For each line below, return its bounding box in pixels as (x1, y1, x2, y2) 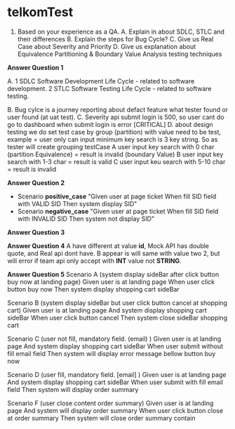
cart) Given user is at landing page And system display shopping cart (7, 306, 207, 314)
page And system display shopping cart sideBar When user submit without (7, 341, 223, 350)
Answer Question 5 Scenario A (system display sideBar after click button (7, 270, 220, 278)
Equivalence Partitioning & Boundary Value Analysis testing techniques (17, 50, 222, 58)
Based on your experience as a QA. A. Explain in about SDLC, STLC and (17, 27, 224, 36)
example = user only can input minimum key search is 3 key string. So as (7, 135, 218, 144)
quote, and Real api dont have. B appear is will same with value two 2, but (7, 249, 220, 257)
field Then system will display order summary (7, 385, 139, 393)
